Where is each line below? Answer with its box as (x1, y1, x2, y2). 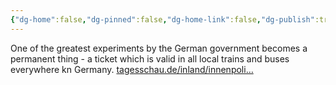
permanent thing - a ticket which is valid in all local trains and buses (10, 52, 290, 65)
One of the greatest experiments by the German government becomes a (10, 42, 308, 54)
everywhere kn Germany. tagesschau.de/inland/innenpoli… (10, 63, 254, 75)
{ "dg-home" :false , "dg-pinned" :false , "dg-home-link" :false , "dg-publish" (10, 14, 315, 25)
